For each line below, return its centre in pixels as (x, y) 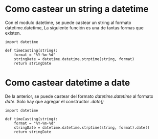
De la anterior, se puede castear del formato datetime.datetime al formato (79, 96)
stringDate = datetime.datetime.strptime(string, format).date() (82, 127)
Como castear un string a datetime (77, 9)
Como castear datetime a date (68, 83)
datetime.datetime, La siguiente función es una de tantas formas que (74, 27)
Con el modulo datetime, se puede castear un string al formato (68, 23)
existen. (13, 33)
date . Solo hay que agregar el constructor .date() (55, 101)
